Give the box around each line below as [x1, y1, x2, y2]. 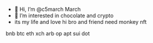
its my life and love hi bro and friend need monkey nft [14, 19, 147, 25]
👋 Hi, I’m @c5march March [14, 6, 81, 13]
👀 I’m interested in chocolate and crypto [14, 12, 114, 19]
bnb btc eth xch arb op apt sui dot [5, 30, 90, 37]
